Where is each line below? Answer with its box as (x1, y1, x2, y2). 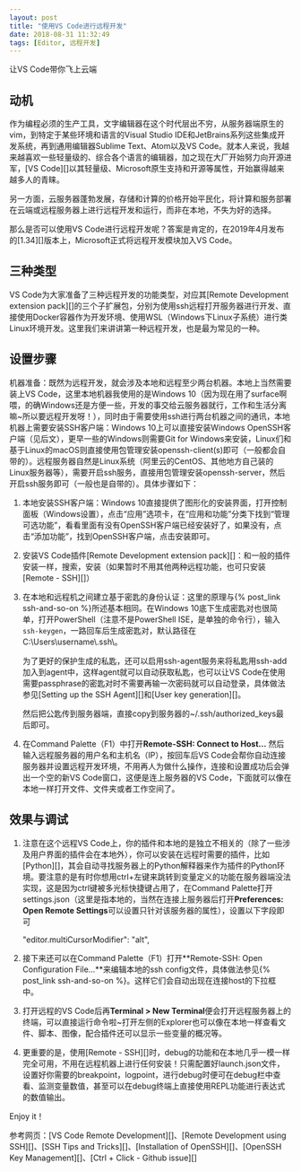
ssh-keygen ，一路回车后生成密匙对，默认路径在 (21, 625, 197, 635)
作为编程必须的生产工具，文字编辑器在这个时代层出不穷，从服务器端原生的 (9, 118, 284, 129)
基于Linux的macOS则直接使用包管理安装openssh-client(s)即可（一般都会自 (9, 444, 287, 455)
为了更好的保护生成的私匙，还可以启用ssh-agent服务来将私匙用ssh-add (21, 655, 288, 666)
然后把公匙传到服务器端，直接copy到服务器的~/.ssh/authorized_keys (21, 708, 277, 719)
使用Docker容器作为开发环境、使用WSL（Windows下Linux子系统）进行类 (16, 311, 288, 322)
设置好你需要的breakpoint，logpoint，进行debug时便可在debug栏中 (21, 1069, 273, 1080)
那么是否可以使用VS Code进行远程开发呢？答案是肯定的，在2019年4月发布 (9, 223, 285, 234)
